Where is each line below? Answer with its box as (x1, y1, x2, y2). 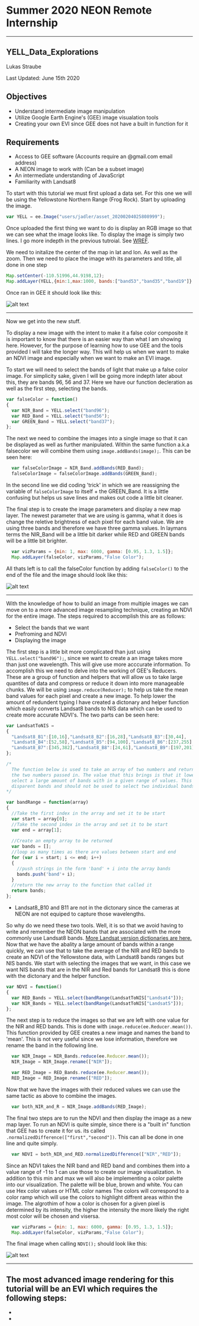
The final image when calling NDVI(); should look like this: (6, 1240, 147, 1248)
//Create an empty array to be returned (11, 838, 113, 844)
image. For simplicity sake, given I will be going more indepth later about (6, 372, 183, 379)
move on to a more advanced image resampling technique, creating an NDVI (6, 606, 192, 613)
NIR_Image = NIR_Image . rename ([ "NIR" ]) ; (11, 1059, 113, 1065)
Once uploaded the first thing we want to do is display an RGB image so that (6, 225, 192, 232)
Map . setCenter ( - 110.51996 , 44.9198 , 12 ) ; (6, 273, 105, 279)
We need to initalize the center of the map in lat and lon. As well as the (6, 249, 178, 256)
